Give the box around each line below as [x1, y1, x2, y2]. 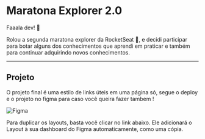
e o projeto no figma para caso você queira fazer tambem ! [6, 95, 154, 102]
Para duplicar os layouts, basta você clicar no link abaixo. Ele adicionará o [6, 119, 192, 126]
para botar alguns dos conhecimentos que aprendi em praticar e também [6, 42, 190, 50]
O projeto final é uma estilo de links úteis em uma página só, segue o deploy [6, 88, 198, 96]
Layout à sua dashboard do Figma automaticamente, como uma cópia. [6, 125, 184, 132]
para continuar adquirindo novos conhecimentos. [6, 48, 130, 56]
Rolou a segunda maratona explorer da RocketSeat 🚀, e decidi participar [6, 36, 188, 43]
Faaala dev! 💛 [6, 24, 41, 31]
